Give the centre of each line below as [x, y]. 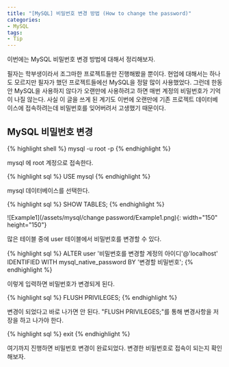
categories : [24, 20]
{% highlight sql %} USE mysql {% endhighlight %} [79, 176]
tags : [15, 33]
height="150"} [27, 225]
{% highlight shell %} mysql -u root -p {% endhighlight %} [89, 149]
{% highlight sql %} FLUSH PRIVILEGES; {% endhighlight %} [92, 297]
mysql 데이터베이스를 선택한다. [49, 190]
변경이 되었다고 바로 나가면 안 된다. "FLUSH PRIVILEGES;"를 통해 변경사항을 [109, 312]
